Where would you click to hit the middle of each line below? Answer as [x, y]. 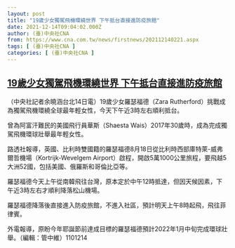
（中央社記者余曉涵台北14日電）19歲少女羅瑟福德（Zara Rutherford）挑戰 [113, 101]
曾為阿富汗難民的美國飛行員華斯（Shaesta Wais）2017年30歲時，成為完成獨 [117, 125]
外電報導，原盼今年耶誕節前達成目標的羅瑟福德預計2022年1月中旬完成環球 [115, 228]
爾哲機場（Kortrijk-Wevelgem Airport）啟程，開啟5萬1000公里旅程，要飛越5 [117, 157]
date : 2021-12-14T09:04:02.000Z [54, 27]
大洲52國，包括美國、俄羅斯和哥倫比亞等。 [69, 167]
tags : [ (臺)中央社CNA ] [41, 46]
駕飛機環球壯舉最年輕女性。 [47, 133]
